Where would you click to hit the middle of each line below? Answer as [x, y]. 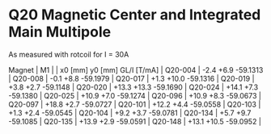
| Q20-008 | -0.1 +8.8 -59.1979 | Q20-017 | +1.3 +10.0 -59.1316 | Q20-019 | [131, 78]
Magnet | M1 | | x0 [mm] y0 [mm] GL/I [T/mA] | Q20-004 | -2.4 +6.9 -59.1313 [136, 69]
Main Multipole [60, 32]
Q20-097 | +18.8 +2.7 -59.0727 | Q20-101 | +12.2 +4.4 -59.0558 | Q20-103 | [135, 104]
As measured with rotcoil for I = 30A [69, 54]
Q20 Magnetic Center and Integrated [135, 15]
